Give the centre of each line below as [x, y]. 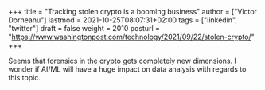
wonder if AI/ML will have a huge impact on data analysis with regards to [127, 69]
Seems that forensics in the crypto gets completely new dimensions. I [123, 61]
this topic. [25, 78]
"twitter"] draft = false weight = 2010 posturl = [84, 28]
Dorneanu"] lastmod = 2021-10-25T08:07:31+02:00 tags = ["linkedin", [123, 20]
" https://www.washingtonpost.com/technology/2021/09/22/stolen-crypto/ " [131, 37]
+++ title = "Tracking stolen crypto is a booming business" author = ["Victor [132, 12]
